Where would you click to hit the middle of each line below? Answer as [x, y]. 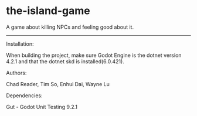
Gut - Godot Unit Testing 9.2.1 [42, 107]
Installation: [20, 44]
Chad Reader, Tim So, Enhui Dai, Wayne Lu [58, 84]
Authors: [16, 73]
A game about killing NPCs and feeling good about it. [70, 27]
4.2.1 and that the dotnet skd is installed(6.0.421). [65, 61]
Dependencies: [24, 95]
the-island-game [48, 11]
